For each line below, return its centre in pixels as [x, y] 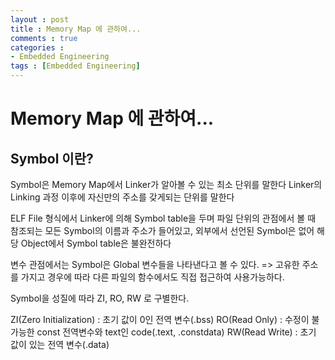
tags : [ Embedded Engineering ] [75, 66]
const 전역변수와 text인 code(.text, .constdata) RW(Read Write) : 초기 [176, 332]
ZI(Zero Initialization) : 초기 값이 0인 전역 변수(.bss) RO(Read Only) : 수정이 [160, 319]
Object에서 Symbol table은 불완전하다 [96, 243]
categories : [37, 47]
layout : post [40, 19]
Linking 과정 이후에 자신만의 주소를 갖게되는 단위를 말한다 [122, 197]
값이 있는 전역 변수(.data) [60, 344]
